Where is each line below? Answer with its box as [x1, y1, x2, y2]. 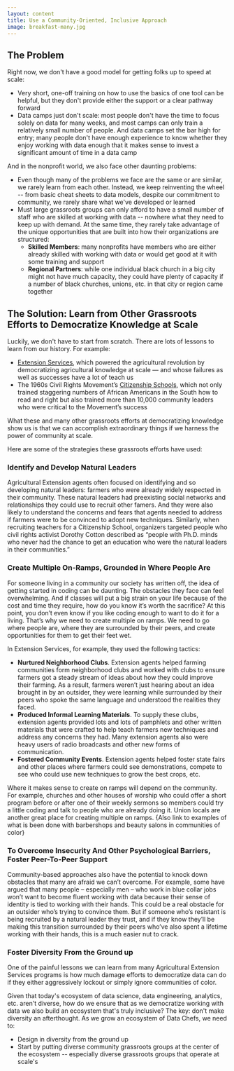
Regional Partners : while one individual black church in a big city [27, 265, 216, 273]
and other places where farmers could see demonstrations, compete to [17, 762, 223, 771]
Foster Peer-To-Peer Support [7, 854, 108, 864]
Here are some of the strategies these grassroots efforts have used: [7, 445, 203, 453]
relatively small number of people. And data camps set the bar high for [17, 126, 221, 135]
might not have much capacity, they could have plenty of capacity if [27, 273, 224, 281]
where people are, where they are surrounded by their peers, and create [7, 623, 215, 632]
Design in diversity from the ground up [17, 1035, 129, 1044]
